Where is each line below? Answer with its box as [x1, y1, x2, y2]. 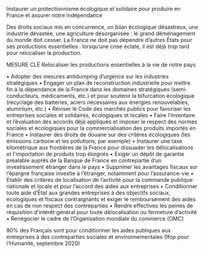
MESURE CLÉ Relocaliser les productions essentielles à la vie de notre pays [6, 61, 196, 68]
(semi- [171, 86, 188, 93]
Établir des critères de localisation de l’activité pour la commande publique [6, 176, 193, 183]
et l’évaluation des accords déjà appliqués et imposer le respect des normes [6, 118, 198, 125]
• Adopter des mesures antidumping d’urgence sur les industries [6, 73, 169, 80]
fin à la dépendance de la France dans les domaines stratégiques [6, 86, 170, 93]
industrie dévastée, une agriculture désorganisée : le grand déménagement [6, 30, 195, 37]
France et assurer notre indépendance [6, 12, 103, 19]
